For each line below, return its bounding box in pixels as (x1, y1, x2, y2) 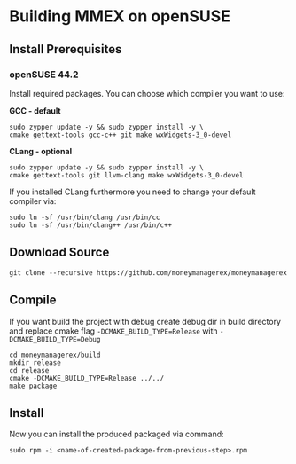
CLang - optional (9, 145, 73, 156)
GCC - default (9, 105, 61, 116)
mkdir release (9, 358, 62, 367)
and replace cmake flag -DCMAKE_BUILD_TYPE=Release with (9, 326, 219, 336)
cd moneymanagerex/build (9, 350, 101, 359)
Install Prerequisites (9, 42, 122, 57)
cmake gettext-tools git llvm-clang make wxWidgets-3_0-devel (9, 170, 244, 179)
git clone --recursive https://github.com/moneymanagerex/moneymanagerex (9, 268, 288, 277)
